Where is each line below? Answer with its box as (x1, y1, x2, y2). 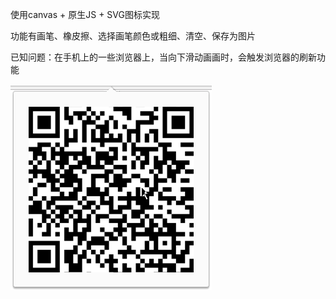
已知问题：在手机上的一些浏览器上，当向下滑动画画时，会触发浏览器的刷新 (10, 51, 317, 63)
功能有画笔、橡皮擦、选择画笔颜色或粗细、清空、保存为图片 (10, 30, 256, 42)
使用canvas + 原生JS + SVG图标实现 (10, 9, 160, 20)
